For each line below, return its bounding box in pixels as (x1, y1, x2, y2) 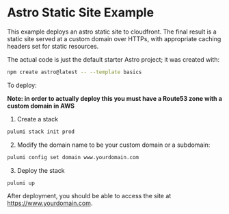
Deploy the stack (16, 166, 65, 174)
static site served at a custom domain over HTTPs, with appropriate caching (7, 34, 221, 43)
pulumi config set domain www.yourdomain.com (7, 154, 139, 160)
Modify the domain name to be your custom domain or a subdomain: (16, 141, 211, 149)
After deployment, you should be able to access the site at (7, 192, 172, 200)
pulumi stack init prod (7, 128, 75, 135)
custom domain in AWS (7, 102, 75, 110)
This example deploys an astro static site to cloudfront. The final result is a (7, 27, 217, 36)
